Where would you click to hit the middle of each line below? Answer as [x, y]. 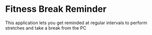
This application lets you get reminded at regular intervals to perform [76, 23]
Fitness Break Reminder [56, 9]
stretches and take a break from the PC [46, 28]
